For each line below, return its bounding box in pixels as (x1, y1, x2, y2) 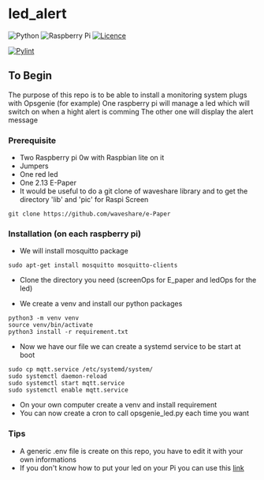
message (8, 115, 38, 125)
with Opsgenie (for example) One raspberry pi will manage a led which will (8, 98, 250, 107)
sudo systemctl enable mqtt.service (8, 386, 128, 395)
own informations (19, 455, 77, 464)
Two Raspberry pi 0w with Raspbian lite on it (19, 153, 165, 163)
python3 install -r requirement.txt (8, 328, 128, 336)
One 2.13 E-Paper (19, 178, 77, 188)
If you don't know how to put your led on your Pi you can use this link (19, 463, 244, 472)
